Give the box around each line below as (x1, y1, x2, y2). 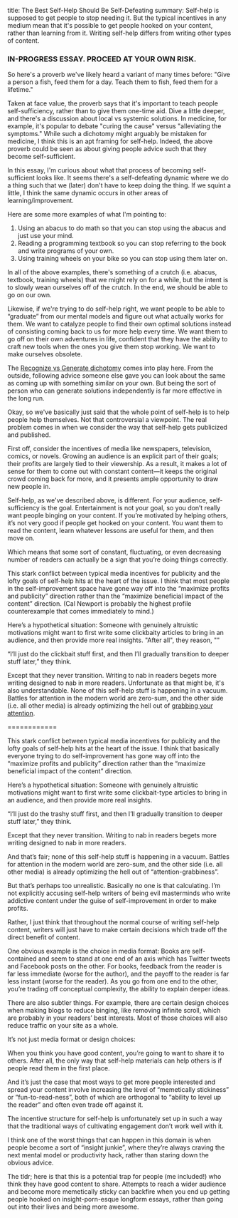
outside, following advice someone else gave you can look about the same (7, 371, 226, 380)
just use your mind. (17, 232, 75, 240)
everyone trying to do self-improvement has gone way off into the (7, 752, 200, 760)
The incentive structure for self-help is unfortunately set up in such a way (7, 1115, 222, 1123)
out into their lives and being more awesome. (7, 1202, 139, 1211)
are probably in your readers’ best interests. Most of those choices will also (7, 1013, 228, 1022)
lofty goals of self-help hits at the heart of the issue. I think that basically (7, 744, 220, 753)
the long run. (7, 394, 45, 403)
